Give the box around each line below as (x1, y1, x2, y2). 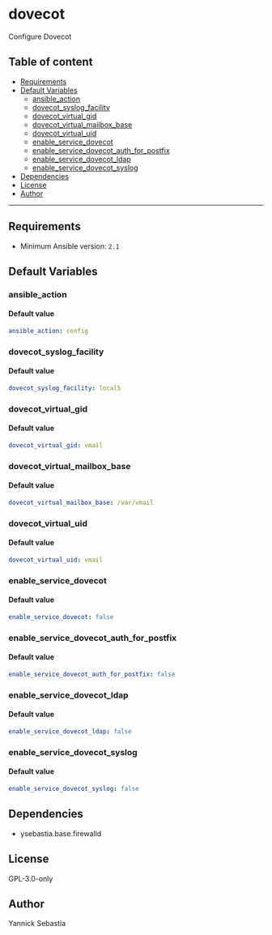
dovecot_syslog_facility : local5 (8, 384, 121, 393)
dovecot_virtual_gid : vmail (8, 442, 104, 450)
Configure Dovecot (8, 32, 72, 41)
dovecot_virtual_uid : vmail (8, 556, 104, 564)
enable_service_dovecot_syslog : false (8, 785, 139, 793)
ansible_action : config (8, 327, 89, 335)
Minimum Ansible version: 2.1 (19, 241, 120, 251)
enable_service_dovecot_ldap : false (8, 728, 132, 736)
